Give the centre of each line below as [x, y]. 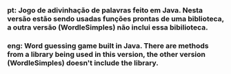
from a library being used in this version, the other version [106, 54]
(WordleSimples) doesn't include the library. [83, 62]
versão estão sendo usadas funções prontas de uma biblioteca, [115, 18]
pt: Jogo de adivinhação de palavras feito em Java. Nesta [105, 10]
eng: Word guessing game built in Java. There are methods [108, 45]
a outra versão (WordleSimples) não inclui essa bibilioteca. [108, 27]
